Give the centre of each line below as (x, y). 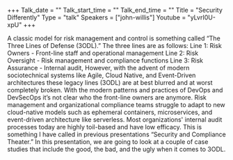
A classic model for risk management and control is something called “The (114, 38)
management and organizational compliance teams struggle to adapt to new (116, 105)
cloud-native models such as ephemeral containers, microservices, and (110, 112)
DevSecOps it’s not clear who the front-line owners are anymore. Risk (107, 97)
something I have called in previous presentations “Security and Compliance (116, 134)
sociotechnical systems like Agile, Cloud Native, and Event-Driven (102, 75)
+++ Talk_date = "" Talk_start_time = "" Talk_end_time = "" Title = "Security (115, 10)
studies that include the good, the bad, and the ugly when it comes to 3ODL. (116, 149)
